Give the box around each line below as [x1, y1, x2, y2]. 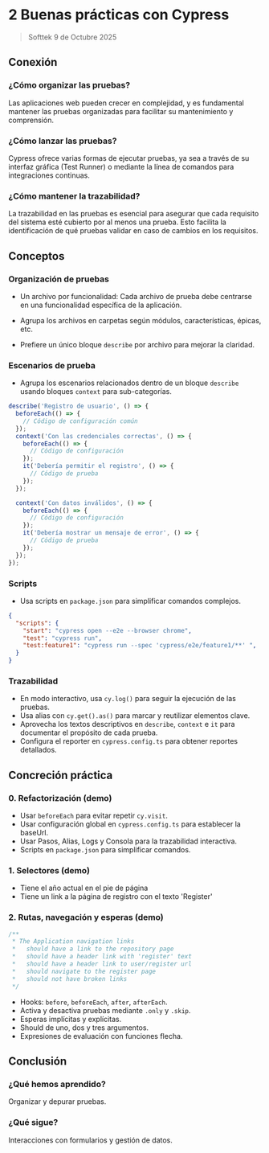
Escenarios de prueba [8, 359, 96, 371]
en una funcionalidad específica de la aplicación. [19, 300, 182, 310]
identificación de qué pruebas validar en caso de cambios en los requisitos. [8, 226, 259, 236]
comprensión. [8, 115, 55, 125]
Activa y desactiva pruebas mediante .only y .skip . [19, 1005, 191, 1015]
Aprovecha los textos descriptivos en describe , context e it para [19, 720, 235, 729]
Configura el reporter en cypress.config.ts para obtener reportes [19, 737, 238, 746]
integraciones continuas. [8, 170, 90, 180]
